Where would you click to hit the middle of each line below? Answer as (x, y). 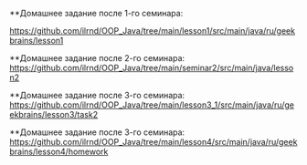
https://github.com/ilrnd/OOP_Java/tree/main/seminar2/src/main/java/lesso (152, 68)
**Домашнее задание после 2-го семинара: (97, 58)
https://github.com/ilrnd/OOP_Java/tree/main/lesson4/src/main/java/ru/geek (153, 142)
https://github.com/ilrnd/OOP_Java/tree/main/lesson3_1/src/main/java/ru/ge (152, 105)
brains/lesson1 (37, 41)
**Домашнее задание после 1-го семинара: (96, 13)
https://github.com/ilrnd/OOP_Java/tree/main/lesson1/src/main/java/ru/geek (152, 31)
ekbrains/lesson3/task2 (54, 114)
